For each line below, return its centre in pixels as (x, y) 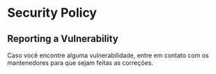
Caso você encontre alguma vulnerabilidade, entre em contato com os (108, 55)
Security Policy (52, 13)
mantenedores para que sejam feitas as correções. (80, 63)
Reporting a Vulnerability (63, 39)
